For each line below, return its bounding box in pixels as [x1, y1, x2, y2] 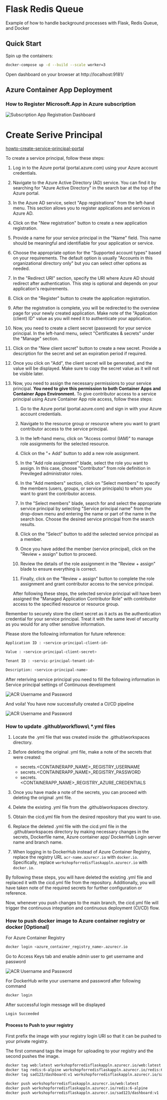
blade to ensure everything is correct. [20, 566, 97, 572]
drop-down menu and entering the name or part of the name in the [20, 511, 157, 517]
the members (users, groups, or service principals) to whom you [20, 485, 152, 492]
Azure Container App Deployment [5, 86, 112, 94]
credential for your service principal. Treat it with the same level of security [5, 616, 159, 622]
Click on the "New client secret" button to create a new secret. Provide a [12, 345, 162, 351]
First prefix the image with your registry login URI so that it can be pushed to [5, 1033, 162, 1039]
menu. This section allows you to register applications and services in [12, 205, 155, 211]
